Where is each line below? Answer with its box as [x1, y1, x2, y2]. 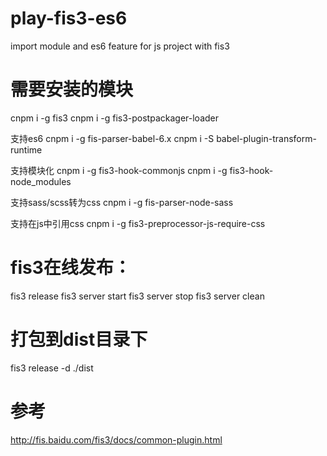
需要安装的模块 [10, 78, 134, 101]
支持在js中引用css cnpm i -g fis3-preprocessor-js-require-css [10, 217, 266, 229]
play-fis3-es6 [10, 7, 128, 30]
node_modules [10, 175, 72, 187]
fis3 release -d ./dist [10, 362, 94, 374]
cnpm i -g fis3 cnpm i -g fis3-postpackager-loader [10, 112, 220, 124]
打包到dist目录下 [10, 328, 148, 351]
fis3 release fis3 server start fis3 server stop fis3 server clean [10, 290, 265, 302]
